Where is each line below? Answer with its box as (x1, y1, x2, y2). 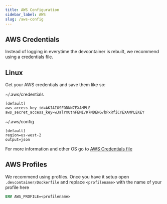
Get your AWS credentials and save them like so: (5, 82, 106, 88)
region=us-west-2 (5, 133, 42, 138)
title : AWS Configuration (5, 7, 59, 13)
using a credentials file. (5, 54, 54, 60)
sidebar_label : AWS (5, 12, 46, 17)
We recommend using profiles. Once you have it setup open (5, 173, 129, 179)
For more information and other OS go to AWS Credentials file (5, 146, 133, 152)
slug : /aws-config (5, 17, 44, 22)
